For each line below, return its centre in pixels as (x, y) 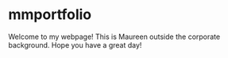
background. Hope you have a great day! (75, 44)
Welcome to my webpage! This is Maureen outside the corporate (114, 37)
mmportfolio (50, 15)
